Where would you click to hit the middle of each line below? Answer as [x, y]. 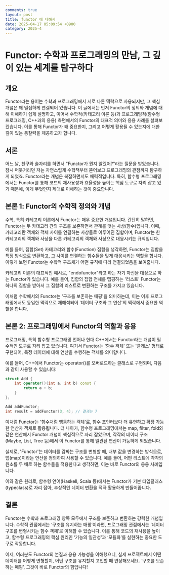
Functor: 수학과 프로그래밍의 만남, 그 [78, 55]
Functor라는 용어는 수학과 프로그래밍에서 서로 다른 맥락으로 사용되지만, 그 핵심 [83, 101]
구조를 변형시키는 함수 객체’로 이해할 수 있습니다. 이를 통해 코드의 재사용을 [78, 531]
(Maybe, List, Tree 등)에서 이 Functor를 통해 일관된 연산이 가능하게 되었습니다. [83, 440]
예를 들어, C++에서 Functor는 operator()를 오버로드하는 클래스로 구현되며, [79, 363]
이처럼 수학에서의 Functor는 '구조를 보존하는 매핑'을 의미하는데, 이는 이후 [77, 296]
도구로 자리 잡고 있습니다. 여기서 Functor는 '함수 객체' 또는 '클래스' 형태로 [91, 346]
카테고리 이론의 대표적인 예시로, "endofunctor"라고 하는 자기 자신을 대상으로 [81, 273]
